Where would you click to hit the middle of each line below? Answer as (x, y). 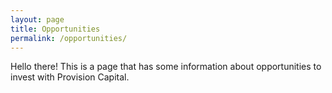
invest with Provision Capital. (70, 77)
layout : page (37, 19)
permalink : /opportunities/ (69, 38)
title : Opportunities (55, 29)
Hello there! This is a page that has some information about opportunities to (166, 67)
